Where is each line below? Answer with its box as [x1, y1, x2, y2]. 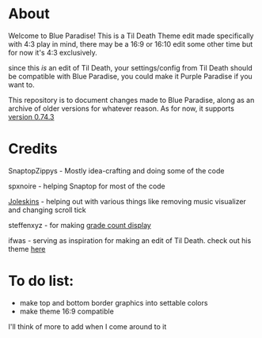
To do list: [8, 272, 74, 290]
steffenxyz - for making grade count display [8, 220, 152, 230]
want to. [8, 80, 35, 89]
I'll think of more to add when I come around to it [8, 321, 167, 331]
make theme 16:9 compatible [19, 306, 115, 316]
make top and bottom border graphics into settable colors [19, 298, 208, 307]
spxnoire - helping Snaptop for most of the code [8, 181, 166, 191]
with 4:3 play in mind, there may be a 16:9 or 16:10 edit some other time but [8, 39, 253, 48]
